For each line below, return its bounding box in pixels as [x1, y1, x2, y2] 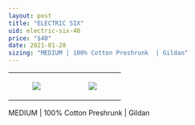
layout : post [8, 11, 52, 20]
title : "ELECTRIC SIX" [8, 19, 84, 27]
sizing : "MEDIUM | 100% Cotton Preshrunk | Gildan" [8, 49, 189, 57]
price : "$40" [8, 34, 52, 42]
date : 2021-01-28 [8, 42, 67, 50]
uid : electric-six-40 [8, 26, 81, 34]
